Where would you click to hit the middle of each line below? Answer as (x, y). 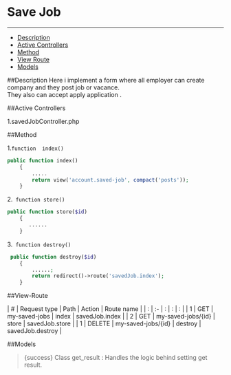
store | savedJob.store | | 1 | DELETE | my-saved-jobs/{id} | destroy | (104, 323)
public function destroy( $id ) (53, 257)
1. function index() (35, 148)
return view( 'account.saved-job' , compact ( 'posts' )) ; (110, 180)
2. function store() (36, 200)
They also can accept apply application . (64, 94)
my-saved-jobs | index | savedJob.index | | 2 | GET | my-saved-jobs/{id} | (111, 317)
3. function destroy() (39, 244)
